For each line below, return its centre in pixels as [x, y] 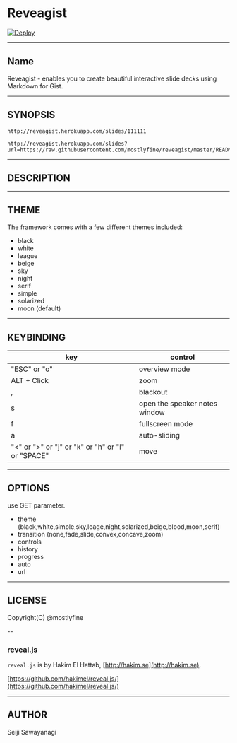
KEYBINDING [36, 337]
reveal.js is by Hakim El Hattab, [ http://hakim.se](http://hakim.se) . [104, 665]
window [152, 413]
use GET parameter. [36, 505]
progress [31, 556]
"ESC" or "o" [32, 369]
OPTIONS [29, 488]
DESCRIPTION [39, 178]
